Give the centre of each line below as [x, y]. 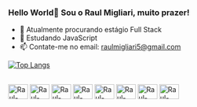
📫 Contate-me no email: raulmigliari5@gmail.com [100, 47]
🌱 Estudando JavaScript [58, 38]
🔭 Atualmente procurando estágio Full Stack [91, 30]
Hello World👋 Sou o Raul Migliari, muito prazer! [99, 13]
